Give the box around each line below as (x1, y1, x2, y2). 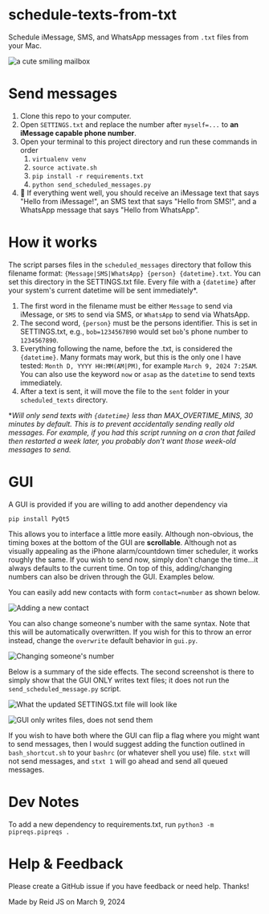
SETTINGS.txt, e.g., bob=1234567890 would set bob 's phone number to (19, 326, 249, 336)
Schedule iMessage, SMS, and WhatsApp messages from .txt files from (8, 32, 249, 42)
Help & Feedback (8, 855, 124, 873)
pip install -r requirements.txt (31, 172, 145, 180)
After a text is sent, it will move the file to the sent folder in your (19, 386, 230, 396)
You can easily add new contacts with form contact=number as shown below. (8, 587, 260, 596)
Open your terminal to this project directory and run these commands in (19, 137, 258, 146)
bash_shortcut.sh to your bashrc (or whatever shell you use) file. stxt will (8, 748, 251, 757)
